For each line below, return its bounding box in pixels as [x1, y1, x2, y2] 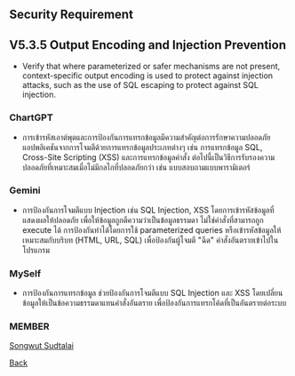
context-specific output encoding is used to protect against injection [21, 70, 274, 81]
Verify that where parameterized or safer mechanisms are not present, [21, 61, 281, 72]
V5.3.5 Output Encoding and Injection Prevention [9, 37, 287, 52]
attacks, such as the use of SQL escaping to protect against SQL [21, 80, 259, 91]
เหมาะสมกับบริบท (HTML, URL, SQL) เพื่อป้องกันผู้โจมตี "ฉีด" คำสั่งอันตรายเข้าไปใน [21, 235, 279, 245]
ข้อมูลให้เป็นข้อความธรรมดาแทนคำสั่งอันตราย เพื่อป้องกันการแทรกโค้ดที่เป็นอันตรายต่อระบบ [21, 298, 287, 308]
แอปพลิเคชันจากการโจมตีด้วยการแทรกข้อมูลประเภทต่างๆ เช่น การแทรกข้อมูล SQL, [21, 141, 263, 152]
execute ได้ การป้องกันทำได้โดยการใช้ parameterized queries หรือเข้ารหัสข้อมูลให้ [21, 224, 282, 235]
